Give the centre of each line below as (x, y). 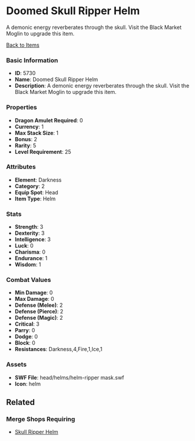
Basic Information (32, 60)
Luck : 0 (24, 246)
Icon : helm (28, 384)
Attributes (21, 167)
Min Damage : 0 (34, 293)
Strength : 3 (29, 227)
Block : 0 (25, 343)
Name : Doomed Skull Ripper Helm (56, 80)
